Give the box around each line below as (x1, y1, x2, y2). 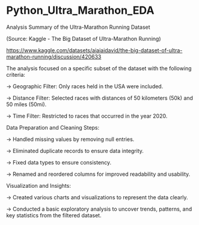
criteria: (6, 71, 26, 78)
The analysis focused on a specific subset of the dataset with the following (6, 64, 192, 72)
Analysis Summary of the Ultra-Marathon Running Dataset (6, 23, 150, 31)
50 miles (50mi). (6, 100, 47, 108)
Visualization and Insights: (6, 182, 71, 189)
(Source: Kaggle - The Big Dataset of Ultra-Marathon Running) (6, 35, 161, 42)
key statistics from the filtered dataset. (6, 211, 102, 219)
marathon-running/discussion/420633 (6, 53, 102, 60)
